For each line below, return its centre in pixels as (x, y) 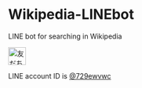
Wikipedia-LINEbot (71, 15)
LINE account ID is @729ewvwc (60, 75)
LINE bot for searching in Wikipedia (65, 36)
